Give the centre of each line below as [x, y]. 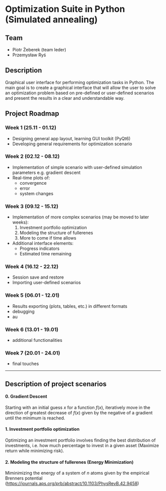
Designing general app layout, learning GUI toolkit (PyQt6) [71, 138]
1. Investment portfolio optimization [42, 429]
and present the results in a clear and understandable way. [65, 98]
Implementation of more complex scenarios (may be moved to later [81, 217]
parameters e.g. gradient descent [46, 172]
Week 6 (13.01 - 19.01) [32, 329]
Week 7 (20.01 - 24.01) [33, 353]
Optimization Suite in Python [65, 9]
